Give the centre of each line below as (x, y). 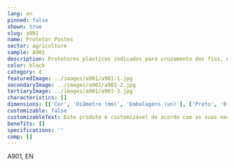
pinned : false (28, 20)
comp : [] (20, 136)
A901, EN (20, 157)
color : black (26, 65)
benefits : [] (26, 124)
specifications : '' (36, 130)
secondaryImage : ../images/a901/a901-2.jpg (72, 85)
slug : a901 (23, 33)
